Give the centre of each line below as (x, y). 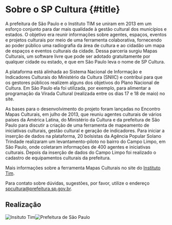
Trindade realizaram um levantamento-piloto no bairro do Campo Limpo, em (85, 141)
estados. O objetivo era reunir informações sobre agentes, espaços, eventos (86, 34)
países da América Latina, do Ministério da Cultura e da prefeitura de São (83, 119)
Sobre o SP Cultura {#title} (63, 9)
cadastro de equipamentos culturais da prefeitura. (58, 158)
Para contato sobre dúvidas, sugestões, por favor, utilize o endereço (78, 183)
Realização (23, 205)
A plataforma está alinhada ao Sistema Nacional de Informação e (74, 71)
